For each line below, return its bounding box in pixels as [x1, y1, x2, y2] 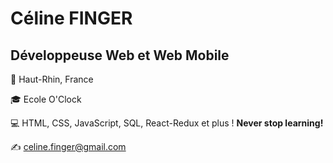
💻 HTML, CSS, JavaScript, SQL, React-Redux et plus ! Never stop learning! [10, 117, 324, 129]
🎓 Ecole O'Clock [10, 93, 82, 105]
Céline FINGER [10, 7, 133, 30]
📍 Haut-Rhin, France [10, 73, 94, 85]
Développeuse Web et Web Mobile [10, 47, 230, 64]
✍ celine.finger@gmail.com [10, 141, 127, 152]
